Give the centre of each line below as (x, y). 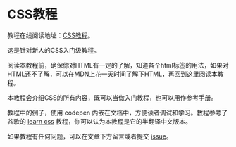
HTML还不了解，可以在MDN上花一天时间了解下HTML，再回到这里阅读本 (113, 74)
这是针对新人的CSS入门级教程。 (54, 50)
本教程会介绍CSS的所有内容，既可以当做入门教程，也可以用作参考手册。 (112, 97)
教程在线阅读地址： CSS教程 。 (51, 35)
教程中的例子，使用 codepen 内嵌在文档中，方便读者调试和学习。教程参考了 (118, 113)
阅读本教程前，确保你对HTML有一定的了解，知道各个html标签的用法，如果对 (118, 65)
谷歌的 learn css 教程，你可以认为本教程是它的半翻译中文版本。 (99, 121)
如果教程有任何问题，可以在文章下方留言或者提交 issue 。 (90, 136)
